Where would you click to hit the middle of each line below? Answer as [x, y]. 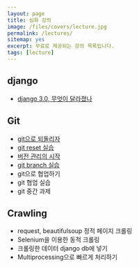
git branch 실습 [39, 165]
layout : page [26, 14]
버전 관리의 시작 [39, 156]
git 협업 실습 [34, 182]
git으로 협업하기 [39, 173]
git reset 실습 [35, 147]
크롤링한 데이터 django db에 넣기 [62, 248]
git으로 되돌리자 [39, 139]
